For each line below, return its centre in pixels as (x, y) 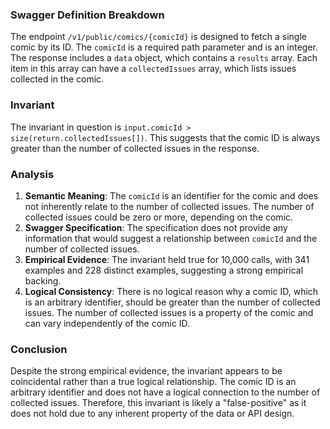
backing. (43, 280)
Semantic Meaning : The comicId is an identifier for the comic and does (171, 195)
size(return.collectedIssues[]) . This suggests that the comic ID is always (165, 137)
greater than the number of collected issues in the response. (135, 148)
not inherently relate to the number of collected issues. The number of (169, 206)
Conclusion (39, 349)
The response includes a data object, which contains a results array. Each (164, 58)
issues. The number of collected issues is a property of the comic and (169, 312)
